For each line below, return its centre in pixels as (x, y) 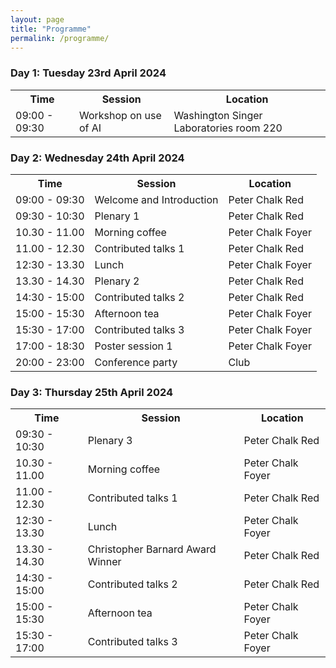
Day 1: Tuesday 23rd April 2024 (88, 73)
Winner (104, 562)
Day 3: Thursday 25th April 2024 (92, 392)
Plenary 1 (117, 216)
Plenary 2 (117, 281)
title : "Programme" (51, 29)
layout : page (37, 19)
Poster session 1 (133, 346)
